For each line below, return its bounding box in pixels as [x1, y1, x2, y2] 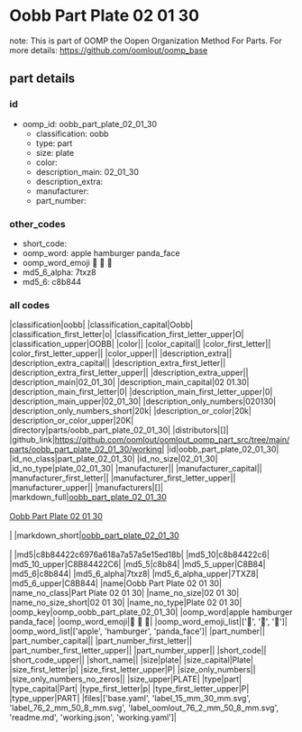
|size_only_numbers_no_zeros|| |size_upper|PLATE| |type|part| [9, 673, 243, 685]
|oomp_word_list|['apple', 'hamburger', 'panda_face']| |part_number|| [9, 626, 266, 636]
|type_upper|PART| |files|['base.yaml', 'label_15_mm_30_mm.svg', [9, 693, 251, 704]
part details [9, 71, 76, 87]
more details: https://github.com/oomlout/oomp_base [9, 44, 208, 55]
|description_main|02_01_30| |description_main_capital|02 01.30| [9, 377, 250, 388]
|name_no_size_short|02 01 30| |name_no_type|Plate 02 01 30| [9, 597, 243, 608]
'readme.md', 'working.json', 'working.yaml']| [9, 712, 178, 723]
